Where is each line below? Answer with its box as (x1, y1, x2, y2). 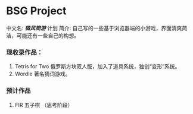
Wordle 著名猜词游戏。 (14, 70, 71, 78)
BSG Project (6, 4, 67, 18)
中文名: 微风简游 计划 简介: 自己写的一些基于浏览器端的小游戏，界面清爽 (6, 24, 182, 31)
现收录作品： (6, 48, 43, 56)
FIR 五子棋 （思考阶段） (14, 101, 73, 108)
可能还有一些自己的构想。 (16, 31, 79, 39)
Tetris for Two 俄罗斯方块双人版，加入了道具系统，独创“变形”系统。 (14, 63, 180, 70)
